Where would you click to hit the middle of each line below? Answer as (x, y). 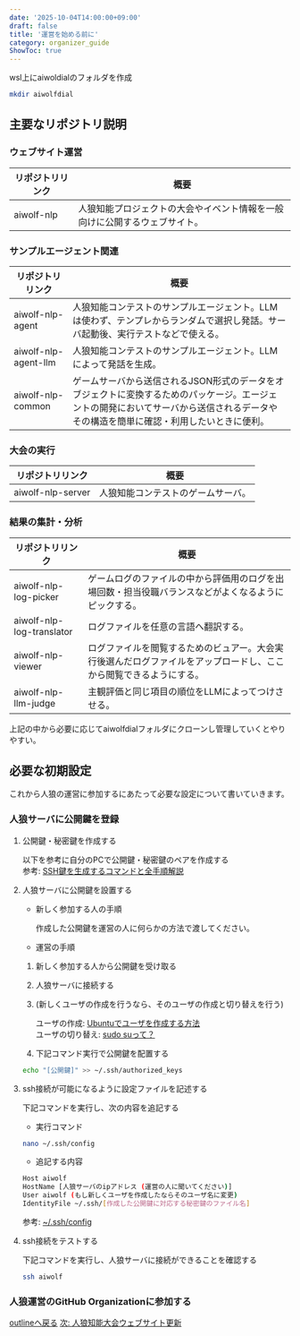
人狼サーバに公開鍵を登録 (64, 819)
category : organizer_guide (59, 43)
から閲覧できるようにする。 (146, 674)
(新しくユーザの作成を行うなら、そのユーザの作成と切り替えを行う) (159, 1004)
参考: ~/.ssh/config (57, 1221)
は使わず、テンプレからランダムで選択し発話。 (171, 321)
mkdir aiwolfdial (42, 95)
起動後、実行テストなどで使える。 (153, 334)
